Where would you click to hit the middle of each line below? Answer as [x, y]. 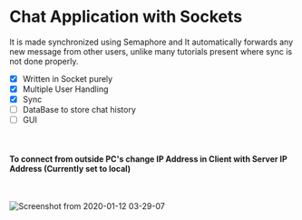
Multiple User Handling [65, 89]
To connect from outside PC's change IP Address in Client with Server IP [148, 159]
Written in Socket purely [68, 78]
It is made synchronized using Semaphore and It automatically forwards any [151, 42]
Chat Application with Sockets [126, 17]
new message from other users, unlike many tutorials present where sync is [151, 51]
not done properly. [44, 61]
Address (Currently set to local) [70, 168]
